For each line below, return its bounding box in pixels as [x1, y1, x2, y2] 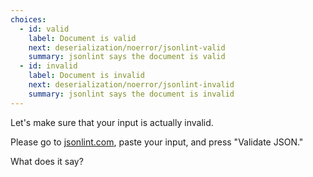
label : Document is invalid [28, 71, 145, 81]
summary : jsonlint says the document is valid [28, 52, 226, 62]
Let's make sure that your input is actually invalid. [10, 116, 214, 128]
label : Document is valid [28, 33, 137, 43]
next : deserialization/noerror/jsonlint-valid [28, 42, 226, 53]
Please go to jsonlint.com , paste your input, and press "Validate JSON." [10, 136, 304, 148]
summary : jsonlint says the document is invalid [28, 89, 235, 99]
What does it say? [10, 155, 84, 167]
